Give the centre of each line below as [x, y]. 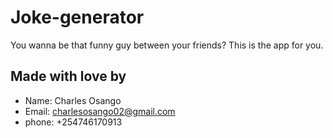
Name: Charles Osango [73, 100]
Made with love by [68, 76]
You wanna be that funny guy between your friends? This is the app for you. [167, 45]
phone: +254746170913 [73, 122]
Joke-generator [77, 17]
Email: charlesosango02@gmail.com [100, 111]
